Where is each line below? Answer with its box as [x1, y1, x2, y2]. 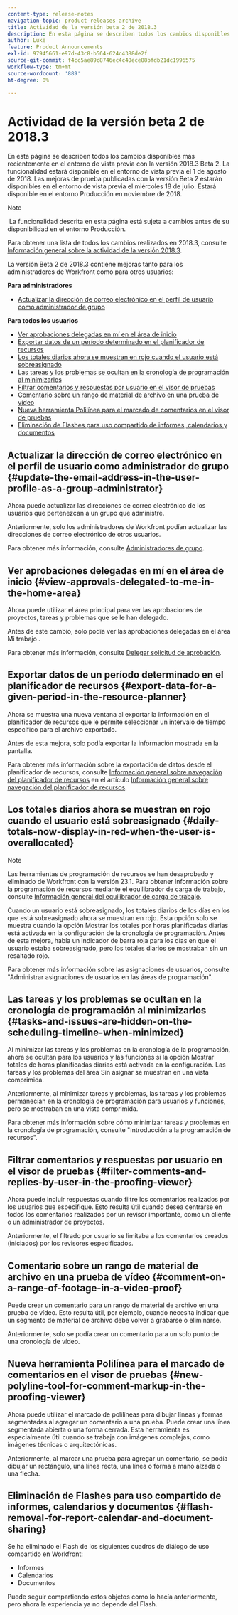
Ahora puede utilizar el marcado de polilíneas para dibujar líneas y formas [7, 1409, 223, 1419]
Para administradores [7, 282, 72, 290]
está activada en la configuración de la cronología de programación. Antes [7, 929, 226, 937]
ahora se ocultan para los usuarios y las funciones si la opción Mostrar [7, 1053, 215, 1062]
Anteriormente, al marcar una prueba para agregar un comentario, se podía [7, 1454, 228, 1462]
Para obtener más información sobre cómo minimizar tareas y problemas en [7, 1118, 230, 1127]
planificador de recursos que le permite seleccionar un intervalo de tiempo [7, 718, 226, 726]
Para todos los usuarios [7, 316, 79, 325]
